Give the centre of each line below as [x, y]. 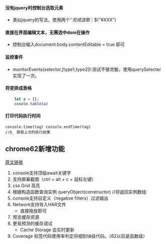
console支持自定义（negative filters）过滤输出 [60, 198]
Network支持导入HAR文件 [39, 204]
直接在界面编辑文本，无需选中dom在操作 [48, 32]
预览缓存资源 [26, 217]
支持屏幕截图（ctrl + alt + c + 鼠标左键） [54, 179]
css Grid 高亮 [26, 185]
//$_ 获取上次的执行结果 [28, 132]
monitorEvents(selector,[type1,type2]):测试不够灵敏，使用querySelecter [87, 69]
